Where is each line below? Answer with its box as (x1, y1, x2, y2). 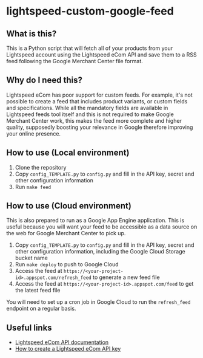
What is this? (6, 29, 57, 39)
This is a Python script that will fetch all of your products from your (6, 44, 173, 52)
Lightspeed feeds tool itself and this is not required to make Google (6, 111, 174, 118)
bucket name (15, 254, 48, 262)
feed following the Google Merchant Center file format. (6, 58, 144, 64)
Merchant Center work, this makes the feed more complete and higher (6, 117, 182, 124)
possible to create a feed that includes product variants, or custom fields (6, 97, 188, 105)
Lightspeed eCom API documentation (15, 339, 109, 346)
